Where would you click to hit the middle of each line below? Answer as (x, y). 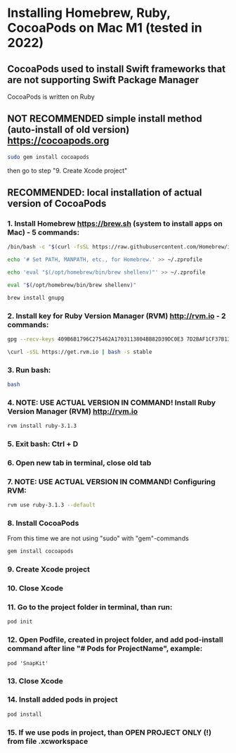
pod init (20, 622)
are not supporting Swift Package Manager (103, 80)
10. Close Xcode (35, 588)
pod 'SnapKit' (28, 663)
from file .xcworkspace (48, 741)
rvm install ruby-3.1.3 (42, 426)
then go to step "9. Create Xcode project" (67, 170)
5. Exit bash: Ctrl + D (43, 444)
